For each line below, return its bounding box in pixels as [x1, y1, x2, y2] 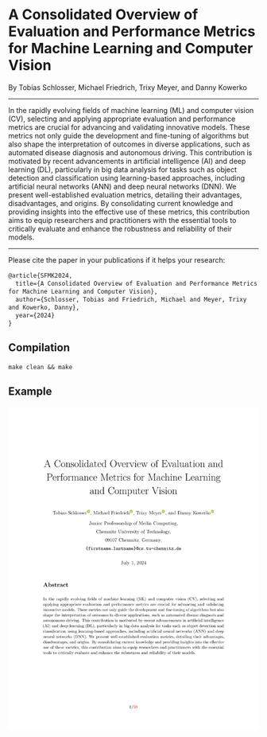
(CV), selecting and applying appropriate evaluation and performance [8, 114, 236, 123]
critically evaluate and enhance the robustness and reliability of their [8, 224, 233, 233]
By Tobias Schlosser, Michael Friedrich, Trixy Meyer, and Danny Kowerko [8, 82, 248, 92]
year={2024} [15, 311, 56, 319]
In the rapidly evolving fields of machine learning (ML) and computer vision [8, 105, 254, 115]
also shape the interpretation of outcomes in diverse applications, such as [8, 139, 250, 149]
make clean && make [8, 363, 73, 371]
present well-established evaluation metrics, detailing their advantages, [8, 189, 242, 200]
